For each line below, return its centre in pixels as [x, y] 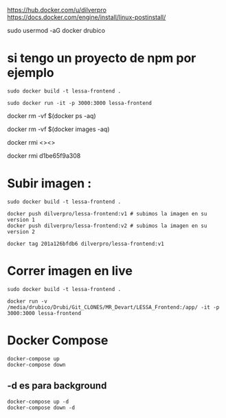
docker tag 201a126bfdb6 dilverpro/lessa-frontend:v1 [86, 244]
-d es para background [57, 386]
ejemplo [31, 73]
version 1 [21, 220]
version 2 [21, 232]
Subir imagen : [49, 184]
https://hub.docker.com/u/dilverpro [57, 10]
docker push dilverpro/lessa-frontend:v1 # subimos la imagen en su [107, 213]
